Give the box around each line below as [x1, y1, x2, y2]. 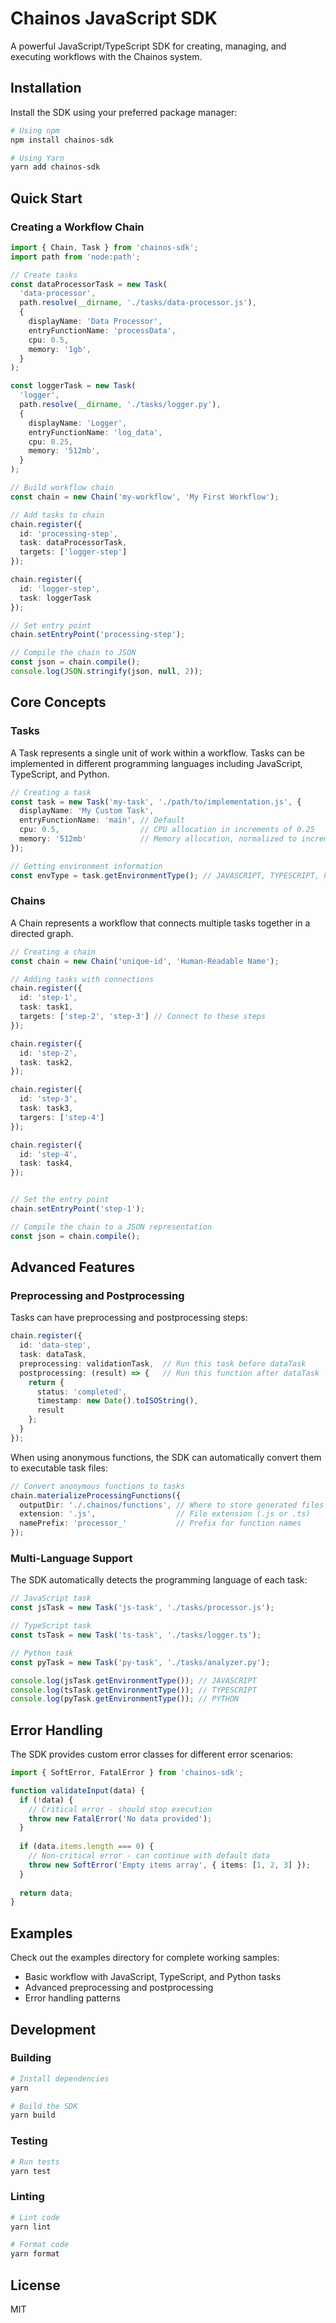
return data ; [19, 1888, 74, 1898]
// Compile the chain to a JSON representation [10, 1222, 213, 1232]
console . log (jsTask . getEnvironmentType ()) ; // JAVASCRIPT [10, 1675, 257, 1686]
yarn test [10, 2166, 52, 2176]
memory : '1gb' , [28, 344, 92, 354]
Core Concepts [10, 694, 107, 711]
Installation [10, 80, 82, 97]
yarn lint [10, 2222, 52, 2232]
